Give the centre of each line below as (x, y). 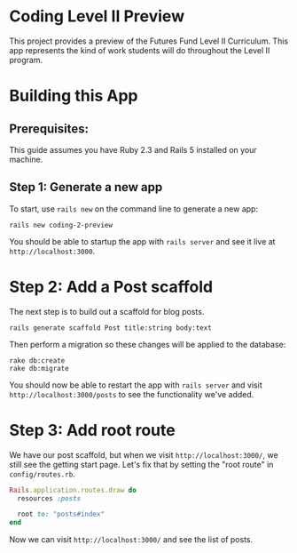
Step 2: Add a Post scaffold (111, 287)
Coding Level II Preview (97, 16)
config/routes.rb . (42, 474)
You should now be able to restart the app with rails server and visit (136, 385)
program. (26, 60)
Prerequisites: (49, 128)
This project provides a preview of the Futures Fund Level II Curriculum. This (149, 41)
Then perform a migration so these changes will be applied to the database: (148, 344)
